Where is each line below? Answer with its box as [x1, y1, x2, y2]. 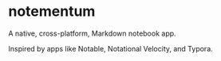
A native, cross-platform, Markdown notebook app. [8, 29, 177, 38]
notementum [8, 2, 96, 21]
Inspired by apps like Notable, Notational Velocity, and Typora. [8, 44, 213, 53]
